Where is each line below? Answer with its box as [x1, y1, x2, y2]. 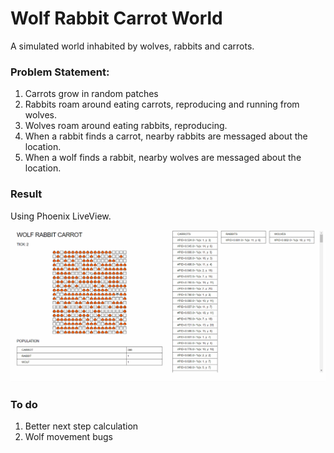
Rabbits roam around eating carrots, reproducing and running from [24, 98, 300, 111]
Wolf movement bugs [24, 431, 113, 443]
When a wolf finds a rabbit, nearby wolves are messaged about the [24, 152, 302, 164]
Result [10, 187, 43, 201]
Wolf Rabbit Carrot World [10, 7, 223, 30]
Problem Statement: [10, 65, 110, 79]
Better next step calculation [24, 420, 139, 432]
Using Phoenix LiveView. [10, 210, 112, 222]
